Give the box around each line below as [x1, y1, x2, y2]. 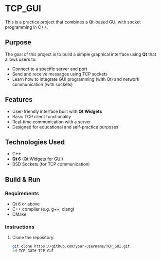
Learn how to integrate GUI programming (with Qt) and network [12, 76, 140, 82]
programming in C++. [5, 24, 48, 30]
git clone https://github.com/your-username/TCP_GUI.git [12, 244, 130, 249]
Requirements [5, 190, 39, 197]
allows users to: [5, 56, 36, 62]
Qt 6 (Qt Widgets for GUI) [12, 156, 63, 162]
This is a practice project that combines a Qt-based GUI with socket [5, 19, 141, 25]
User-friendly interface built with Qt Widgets [12, 108, 102, 114]
